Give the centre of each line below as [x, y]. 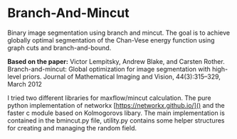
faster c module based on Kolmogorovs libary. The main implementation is [116, 113]
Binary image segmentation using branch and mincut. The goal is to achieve [118, 33]
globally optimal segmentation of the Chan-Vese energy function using [111, 40]
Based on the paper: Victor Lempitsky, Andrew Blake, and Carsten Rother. [116, 61]
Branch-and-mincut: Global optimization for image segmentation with [109, 69]
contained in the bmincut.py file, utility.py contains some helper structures [116, 120]
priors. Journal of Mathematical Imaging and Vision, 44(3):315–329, [121, 77]
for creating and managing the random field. [72, 128]
